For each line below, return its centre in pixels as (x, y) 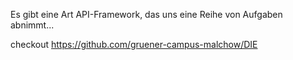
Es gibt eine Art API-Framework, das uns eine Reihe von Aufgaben (146, 14)
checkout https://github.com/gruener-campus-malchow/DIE (134, 44)
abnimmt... (32, 25)
